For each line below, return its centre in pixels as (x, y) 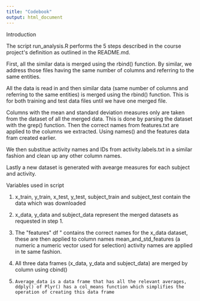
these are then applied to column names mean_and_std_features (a (98, 239)
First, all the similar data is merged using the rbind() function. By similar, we (99, 64)
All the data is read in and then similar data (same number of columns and (97, 88)
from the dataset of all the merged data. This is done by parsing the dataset (99, 119)
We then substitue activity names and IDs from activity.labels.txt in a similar (99, 149)
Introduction (21, 34)
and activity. (21, 173)
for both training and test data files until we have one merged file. (87, 101)
